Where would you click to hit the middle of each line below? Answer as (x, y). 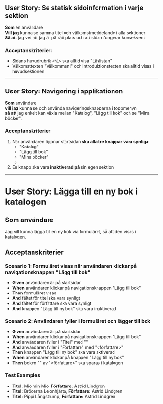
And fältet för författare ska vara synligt (52, 303)
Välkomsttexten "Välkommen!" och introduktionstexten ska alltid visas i (83, 66)
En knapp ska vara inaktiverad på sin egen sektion (63, 167)
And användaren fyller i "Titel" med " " (50, 342)
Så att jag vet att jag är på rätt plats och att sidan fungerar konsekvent (75, 37)
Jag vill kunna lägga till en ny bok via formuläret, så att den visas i (71, 232)
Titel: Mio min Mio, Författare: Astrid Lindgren (58, 386)
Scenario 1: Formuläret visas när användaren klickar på (71, 266)
